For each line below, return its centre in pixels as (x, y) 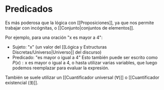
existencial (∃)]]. (22, 83)
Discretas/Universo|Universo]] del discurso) (57, 52)
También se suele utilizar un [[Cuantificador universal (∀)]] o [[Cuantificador (82, 77)
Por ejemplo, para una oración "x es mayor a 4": (54, 37)
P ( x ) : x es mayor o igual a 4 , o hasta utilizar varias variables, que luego (85, 62)
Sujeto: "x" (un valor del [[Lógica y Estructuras (59, 47)
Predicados (29, 9)
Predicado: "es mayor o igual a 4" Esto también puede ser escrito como (85, 57)
